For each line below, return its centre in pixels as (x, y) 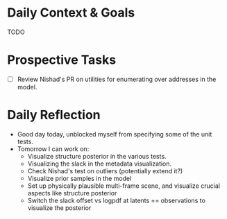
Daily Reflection (54, 115)
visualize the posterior (59, 208)
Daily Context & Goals (71, 13)
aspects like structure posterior (72, 193)
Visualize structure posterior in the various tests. (97, 156)
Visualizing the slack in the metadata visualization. (100, 164)
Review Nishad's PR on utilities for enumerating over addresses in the (117, 79)
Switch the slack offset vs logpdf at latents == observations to (117, 200)
